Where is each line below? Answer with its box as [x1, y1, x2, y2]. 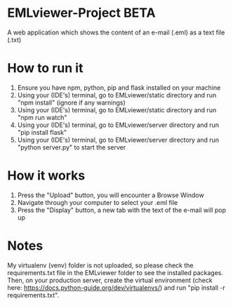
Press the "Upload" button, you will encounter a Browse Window [17, 191, 205, 199]
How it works [7, 168, 86, 184]
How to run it [7, 60, 84, 76]
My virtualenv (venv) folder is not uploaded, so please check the [7, 261, 194, 270]
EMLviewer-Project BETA [7, 5, 156, 21]
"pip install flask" [17, 128, 67, 136]
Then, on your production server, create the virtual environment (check [7, 276, 213, 284]
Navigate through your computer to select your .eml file [17, 198, 178, 206]
